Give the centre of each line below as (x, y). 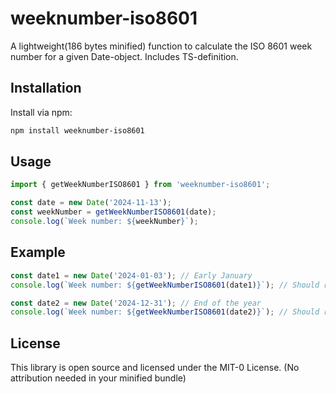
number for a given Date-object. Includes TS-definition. (124, 56)
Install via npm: (41, 112)
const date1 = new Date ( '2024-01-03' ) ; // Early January (131, 275)
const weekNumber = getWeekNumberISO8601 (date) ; (113, 212)
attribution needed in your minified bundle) (98, 378)
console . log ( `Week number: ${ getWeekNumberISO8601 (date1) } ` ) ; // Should (165, 285)
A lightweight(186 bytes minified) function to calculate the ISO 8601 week (161, 46)
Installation (46, 88)
